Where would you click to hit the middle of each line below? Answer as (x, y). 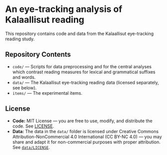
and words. (24, 77)
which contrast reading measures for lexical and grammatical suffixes (84, 72)
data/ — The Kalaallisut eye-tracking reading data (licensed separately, (86, 82)
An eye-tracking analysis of (64, 9)
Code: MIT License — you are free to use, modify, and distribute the (83, 121)
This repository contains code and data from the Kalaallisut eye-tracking (80, 33)
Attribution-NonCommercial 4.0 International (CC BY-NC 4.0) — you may (87, 137)
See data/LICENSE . (31, 147)
